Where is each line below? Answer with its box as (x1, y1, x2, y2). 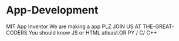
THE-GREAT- (143, 23, 174, 30)
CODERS (6, 29, 28, 36)
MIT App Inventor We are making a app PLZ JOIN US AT (6, 23, 142, 30)
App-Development (6, 4, 99, 17)
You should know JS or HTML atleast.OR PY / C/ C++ (28, 29, 157, 36)
